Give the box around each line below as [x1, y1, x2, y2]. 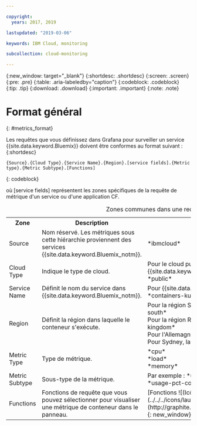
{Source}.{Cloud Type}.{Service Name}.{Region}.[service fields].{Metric [6, 160, 191, 166]
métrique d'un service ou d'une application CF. [6, 193, 120, 200]
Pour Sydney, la [147, 338, 191, 346]
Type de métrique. [42, 355, 93, 363]
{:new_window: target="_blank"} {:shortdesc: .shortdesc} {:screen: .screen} [6, 72, 189, 79]
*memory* [147, 362, 178, 370]
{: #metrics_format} [6, 125, 53, 132]
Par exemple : [147, 371, 185, 380]
